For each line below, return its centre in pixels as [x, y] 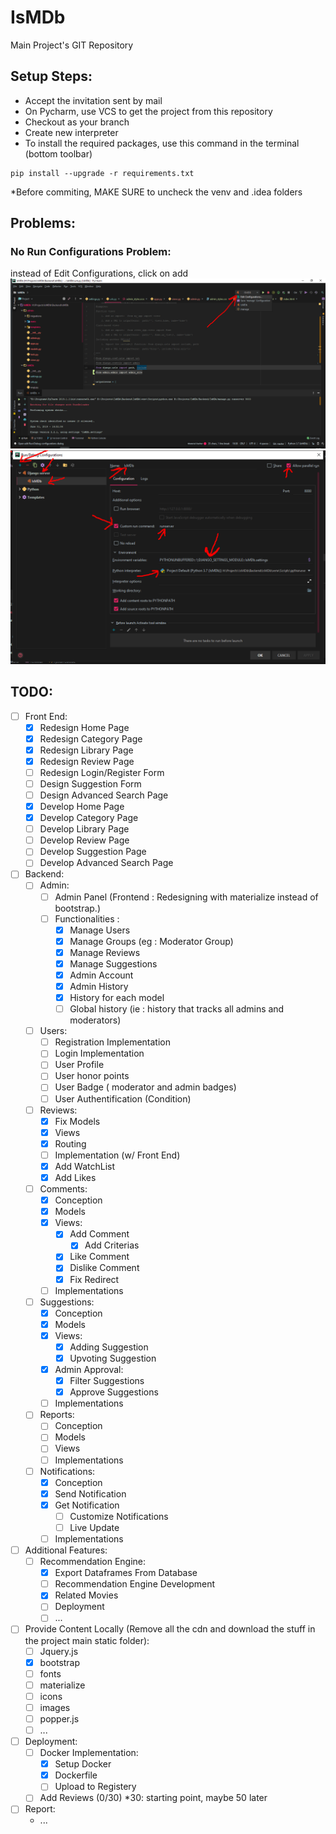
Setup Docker [83, 1764]
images [55, 1707]
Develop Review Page [84, 840]
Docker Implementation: [89, 1753]
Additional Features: [66, 1550]
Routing [70, 1143]
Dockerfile [76, 1775]
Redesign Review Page [87, 761]
